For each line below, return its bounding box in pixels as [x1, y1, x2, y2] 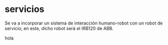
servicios [5, 3, 45, 15]
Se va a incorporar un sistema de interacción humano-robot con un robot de [5, 20, 163, 26]
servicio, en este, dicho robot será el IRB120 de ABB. [5, 25, 114, 31]
